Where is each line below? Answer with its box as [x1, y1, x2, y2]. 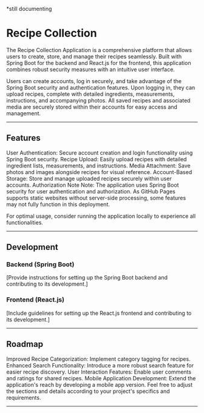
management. [6, 109, 41, 117]
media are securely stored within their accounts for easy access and [6, 103, 178, 110]
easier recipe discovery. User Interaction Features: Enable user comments [6, 368, 192, 375]
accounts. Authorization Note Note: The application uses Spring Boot [6, 181, 179, 189]
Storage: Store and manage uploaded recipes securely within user [6, 175, 172, 182]
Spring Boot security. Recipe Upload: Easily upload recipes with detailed [6, 155, 187, 163]
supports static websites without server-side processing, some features [6, 194, 186, 201]
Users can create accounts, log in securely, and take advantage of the [6, 77, 182, 84]
